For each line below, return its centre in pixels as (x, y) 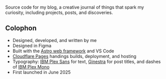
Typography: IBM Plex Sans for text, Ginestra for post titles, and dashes (87, 61)
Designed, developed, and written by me (55, 40)
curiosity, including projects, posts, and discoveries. (59, 12)
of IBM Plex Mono (31, 66)
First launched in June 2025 (41, 72)
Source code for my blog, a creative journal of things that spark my (75, 7)
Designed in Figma (32, 45)
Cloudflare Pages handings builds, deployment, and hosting (74, 56)
